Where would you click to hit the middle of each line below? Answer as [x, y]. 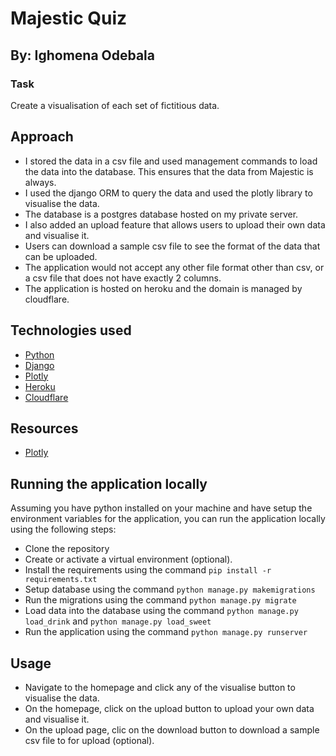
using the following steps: [63, 529]
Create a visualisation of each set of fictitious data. [115, 105]
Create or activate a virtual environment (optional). [128, 559]
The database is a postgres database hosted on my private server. [161, 214]
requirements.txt [61, 580]
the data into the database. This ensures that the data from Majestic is [169, 171]
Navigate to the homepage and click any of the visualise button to [160, 687]
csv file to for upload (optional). [89, 740]
